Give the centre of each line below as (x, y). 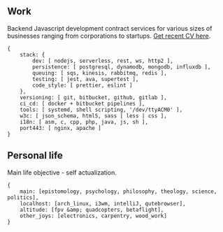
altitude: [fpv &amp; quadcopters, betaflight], (92, 210)
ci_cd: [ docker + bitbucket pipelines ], (82, 103)
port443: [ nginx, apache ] (60, 128)
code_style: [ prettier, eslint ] (82, 85)
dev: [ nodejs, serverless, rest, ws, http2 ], (103, 61)
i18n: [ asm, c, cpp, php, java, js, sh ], (84, 122)
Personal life (35, 155)
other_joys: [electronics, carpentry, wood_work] (94, 216)
